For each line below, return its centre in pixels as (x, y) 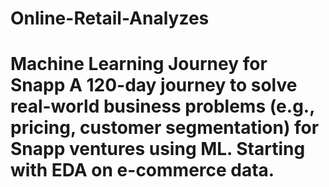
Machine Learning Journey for (139, 64)
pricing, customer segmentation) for (165, 128)
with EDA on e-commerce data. (142, 170)
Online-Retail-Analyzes (110, 18)
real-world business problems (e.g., (162, 106)
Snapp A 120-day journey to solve (154, 85)
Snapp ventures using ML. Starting (158, 149)
